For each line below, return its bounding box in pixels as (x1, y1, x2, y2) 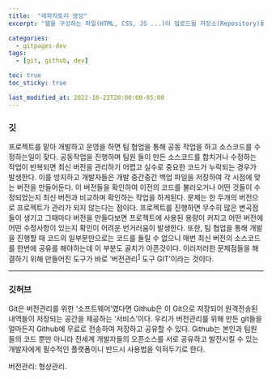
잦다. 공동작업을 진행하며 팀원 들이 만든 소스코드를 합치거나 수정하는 (43, 152, 257, 162)
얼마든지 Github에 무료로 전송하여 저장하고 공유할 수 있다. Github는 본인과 (8, 324, 243, 334)
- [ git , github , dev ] (15, 57, 89, 65)
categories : (8, 34, 49, 42)
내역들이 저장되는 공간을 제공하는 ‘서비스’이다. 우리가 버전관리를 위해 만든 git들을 (8, 313, 263, 323)
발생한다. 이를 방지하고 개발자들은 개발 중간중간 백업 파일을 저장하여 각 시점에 (8, 172, 253, 182)
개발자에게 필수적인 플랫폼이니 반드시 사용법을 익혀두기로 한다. (8, 344, 206, 354)
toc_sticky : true (8, 79, 67, 87)
